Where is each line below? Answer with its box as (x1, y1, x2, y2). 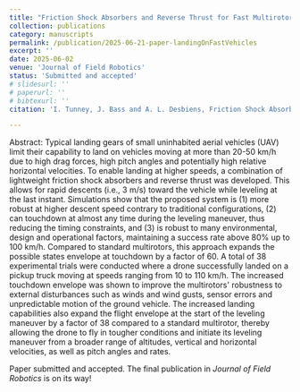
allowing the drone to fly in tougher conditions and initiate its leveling (9, 328, 262, 338)
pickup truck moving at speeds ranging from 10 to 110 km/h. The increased (9, 270, 284, 281)
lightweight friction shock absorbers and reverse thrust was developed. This (9, 175, 290, 186)
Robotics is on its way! (9, 373, 92, 384)
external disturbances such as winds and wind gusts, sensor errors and (9, 289, 272, 300)
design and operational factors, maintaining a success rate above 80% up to (9, 232, 290, 243)
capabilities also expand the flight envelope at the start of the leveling (9, 308, 265, 319)
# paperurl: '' (9, 88, 66, 97)
